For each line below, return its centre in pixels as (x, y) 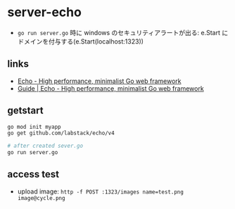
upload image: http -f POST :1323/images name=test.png (101, 191)
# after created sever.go (45, 146)
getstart (25, 111)
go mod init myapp (34, 127)
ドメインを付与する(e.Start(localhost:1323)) (81, 41)
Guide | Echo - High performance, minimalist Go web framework (110, 88)
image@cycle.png (41, 198)
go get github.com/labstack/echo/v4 (61, 133)
